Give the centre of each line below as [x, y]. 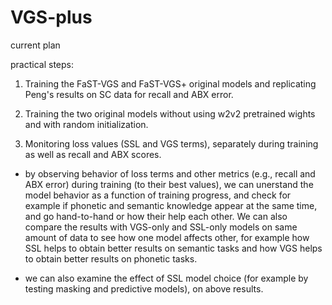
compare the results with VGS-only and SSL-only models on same [161, 227]
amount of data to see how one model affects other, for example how [167, 237]
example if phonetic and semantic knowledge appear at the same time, [171, 205]
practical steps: [42, 64]
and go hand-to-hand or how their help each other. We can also [156, 216]
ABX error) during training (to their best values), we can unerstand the [169, 184]
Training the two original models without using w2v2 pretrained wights [170, 113]
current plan [35, 45]
